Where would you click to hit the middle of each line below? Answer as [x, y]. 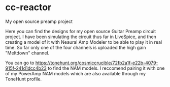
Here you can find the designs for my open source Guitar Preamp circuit [81, 31]
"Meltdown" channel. [27, 53]
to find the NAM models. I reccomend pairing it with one [106, 68]
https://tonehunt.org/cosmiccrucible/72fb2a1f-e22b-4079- [97, 63]
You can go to [20, 63]
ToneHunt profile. [24, 79]
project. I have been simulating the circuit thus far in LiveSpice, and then [81, 37]
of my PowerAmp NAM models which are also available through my [76, 73]
